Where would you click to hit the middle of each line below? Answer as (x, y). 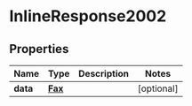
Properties (39, 49)
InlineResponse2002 (88, 16)
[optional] (158, 88)
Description (104, 74)
